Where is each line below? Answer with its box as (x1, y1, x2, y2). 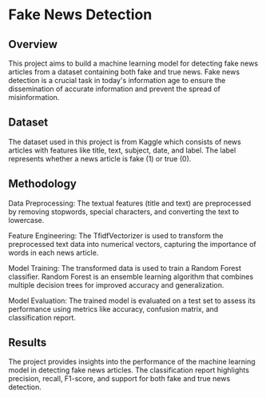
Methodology (8, 177, 77, 191)
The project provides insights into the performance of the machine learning (8, 357, 256, 367)
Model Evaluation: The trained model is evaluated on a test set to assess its (8, 296, 256, 305)
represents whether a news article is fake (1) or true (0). (8, 153, 192, 163)
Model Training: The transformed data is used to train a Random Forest (8, 263, 242, 273)
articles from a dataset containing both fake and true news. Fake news (8, 67, 240, 77)
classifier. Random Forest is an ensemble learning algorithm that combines (8, 272, 254, 281)
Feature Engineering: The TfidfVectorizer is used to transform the (8, 230, 224, 241)
